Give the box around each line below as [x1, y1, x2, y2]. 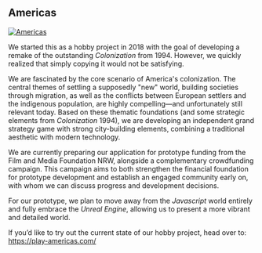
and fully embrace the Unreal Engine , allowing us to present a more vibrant [8, 204, 251, 214]
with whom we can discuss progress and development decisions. [8, 180, 220, 190]
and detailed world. [8, 212, 71, 222]
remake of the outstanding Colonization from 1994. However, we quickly [8, 50, 242, 60]
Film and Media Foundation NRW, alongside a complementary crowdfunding [8, 156, 254, 165]
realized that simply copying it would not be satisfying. [8, 59, 184, 68]
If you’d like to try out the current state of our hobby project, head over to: [8, 227, 247, 237]
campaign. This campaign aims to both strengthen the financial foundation [8, 164, 249, 173]
